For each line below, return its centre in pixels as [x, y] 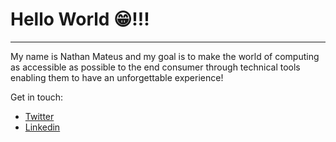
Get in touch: [37, 97]
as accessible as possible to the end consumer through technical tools [155, 67]
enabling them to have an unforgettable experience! [117, 77]
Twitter [39, 116]
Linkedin [42, 127]
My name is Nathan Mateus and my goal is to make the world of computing [165, 56]
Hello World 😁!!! [80, 19]
